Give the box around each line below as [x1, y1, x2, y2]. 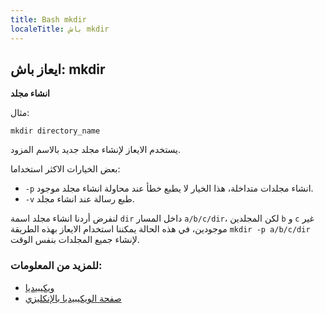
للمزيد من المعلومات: [10, 259, 103, 273]
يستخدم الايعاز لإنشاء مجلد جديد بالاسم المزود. [10, 144, 182, 156]
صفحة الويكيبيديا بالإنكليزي [24, 292, 122, 304]
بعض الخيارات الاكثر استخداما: [10, 163, 121, 175]
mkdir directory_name [10, 126, 101, 136]
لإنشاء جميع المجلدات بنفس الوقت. [10, 234, 140, 246]
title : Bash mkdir [10, 14, 87, 25]
